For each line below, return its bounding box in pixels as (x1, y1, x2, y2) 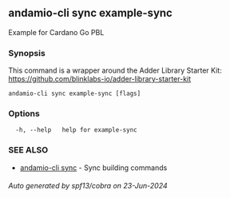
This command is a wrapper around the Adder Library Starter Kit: (8, 65, 222, 75)
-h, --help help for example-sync (15, 126, 137, 134)
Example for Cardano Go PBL (8, 27, 105, 37)
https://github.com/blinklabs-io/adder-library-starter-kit (8, 74, 192, 84)
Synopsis (8, 47, 46, 58)
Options (8, 108, 40, 119)
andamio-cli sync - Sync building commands (19, 163, 168, 172)
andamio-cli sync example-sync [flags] (8, 89, 141, 98)
